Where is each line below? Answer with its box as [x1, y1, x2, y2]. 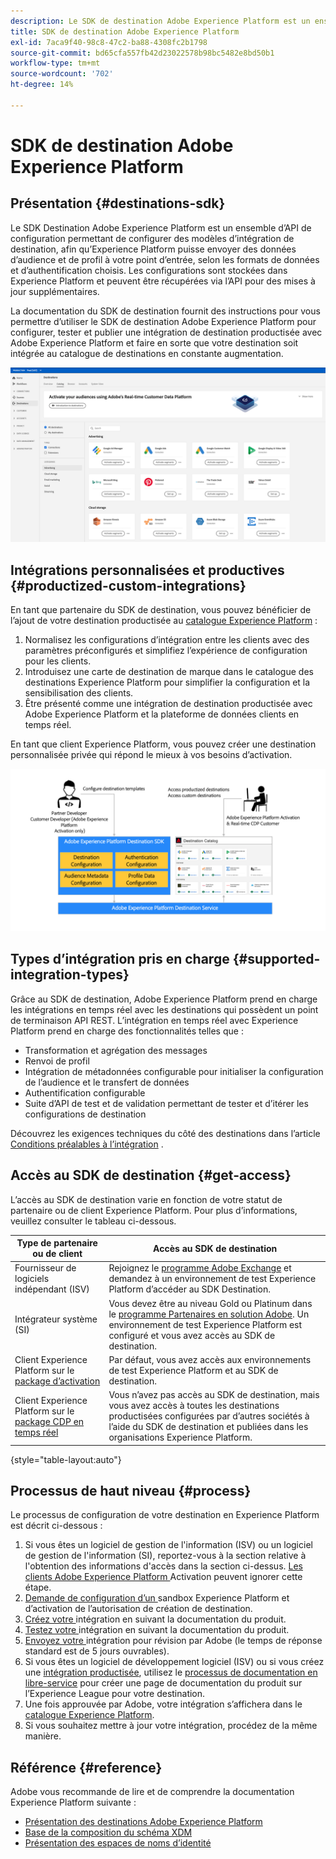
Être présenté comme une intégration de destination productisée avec [24, 698, 313, 710]
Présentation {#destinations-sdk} [10, 195, 226, 212]
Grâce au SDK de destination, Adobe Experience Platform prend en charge [10, 993, 318, 1005]
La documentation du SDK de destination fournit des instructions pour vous [10, 305, 321, 317]
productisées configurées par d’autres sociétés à [108, 1410, 310, 1422]
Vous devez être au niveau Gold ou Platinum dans [108, 1297, 313, 1309]
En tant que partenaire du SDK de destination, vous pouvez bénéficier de [10, 604, 312, 616]
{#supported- [232, 951, 321, 968]
